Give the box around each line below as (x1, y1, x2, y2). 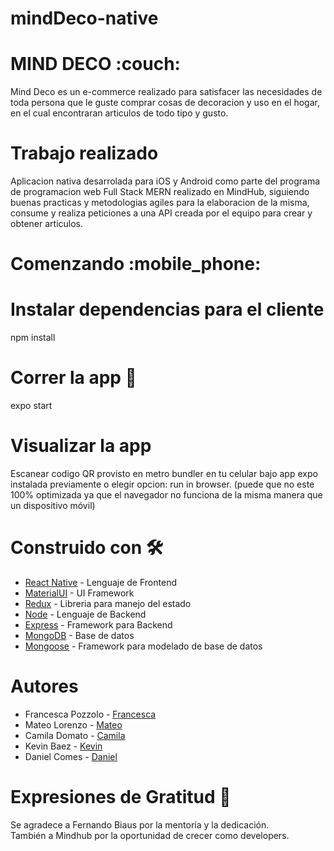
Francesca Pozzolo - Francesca (24, 708, 157, 720)
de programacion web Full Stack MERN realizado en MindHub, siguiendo (10, 186, 310, 198)
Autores (10, 675, 79, 698)
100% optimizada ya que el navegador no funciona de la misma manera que (10, 489, 323, 501)
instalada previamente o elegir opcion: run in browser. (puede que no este (10, 478, 315, 491)
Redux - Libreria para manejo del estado (24, 598, 192, 609)
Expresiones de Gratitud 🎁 (10, 786, 232, 809)
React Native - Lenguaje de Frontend (24, 577, 177, 588)
